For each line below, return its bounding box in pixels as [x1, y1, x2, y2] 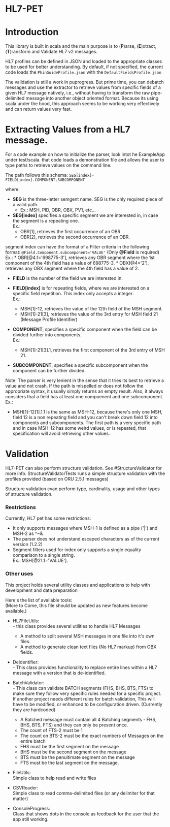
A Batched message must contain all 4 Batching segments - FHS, [20, 716, 157, 722]
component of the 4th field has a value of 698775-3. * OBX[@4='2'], [5, 260, 149, 266]
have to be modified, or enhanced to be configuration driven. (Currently [12, 701, 162, 707]
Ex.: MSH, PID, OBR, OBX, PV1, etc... [20, 207, 96, 213]
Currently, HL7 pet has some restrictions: [5, 515, 91, 521]
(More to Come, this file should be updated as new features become [5, 602, 148, 609]
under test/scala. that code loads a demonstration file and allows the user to [5, 157, 164, 163]
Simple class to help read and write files [12, 775, 96, 781]
